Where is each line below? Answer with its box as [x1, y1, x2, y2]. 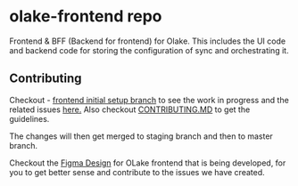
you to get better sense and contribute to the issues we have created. [9, 166, 265, 177]
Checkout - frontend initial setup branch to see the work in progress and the [9, 94, 290, 105]
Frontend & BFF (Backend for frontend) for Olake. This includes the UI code [9, 36, 286, 46]
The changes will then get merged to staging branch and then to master [9, 131, 274, 142]
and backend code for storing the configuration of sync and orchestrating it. [9, 44, 289, 55]
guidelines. [9, 113, 50, 124]
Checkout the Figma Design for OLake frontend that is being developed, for [9, 158, 286, 168]
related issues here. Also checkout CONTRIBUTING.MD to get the [9, 104, 251, 115]
